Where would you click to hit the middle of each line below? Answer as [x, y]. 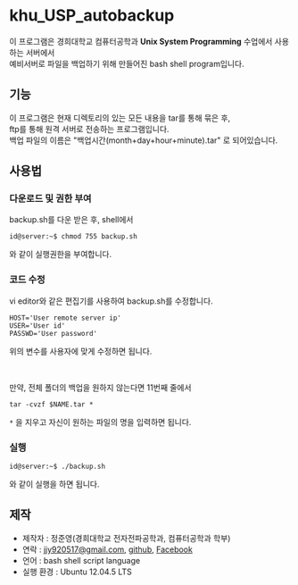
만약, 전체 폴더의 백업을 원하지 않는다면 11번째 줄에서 [100, 387]
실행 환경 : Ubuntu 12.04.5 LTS [77, 572]
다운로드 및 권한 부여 [50, 199]
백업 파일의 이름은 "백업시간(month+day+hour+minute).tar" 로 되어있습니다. [144, 140]
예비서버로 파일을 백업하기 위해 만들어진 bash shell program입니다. [127, 63]
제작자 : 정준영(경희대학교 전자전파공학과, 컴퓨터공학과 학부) [126, 538]
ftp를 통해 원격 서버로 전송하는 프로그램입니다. [89, 129]
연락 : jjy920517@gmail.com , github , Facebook [108, 549]
